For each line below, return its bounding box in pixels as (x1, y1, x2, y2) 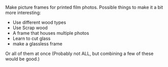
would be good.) (5, 56, 40, 62)
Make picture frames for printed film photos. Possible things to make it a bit (5, 5, 163, 10)
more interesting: (5, 10, 41, 16)
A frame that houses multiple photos (12, 30, 89, 36)
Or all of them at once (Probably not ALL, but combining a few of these (5, 50, 154, 56)
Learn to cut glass (12, 35, 51, 41)
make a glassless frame (12, 41, 63, 47)
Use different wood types (12, 20, 66, 25)
